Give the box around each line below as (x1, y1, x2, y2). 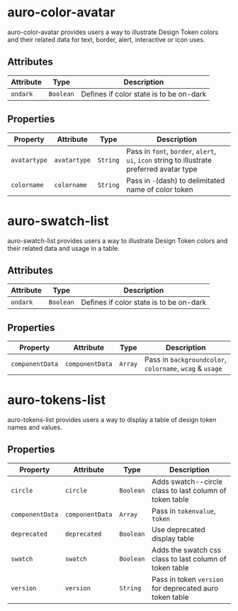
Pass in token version (152, 574, 224, 584)
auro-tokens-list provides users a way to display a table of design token (7, 416, 217, 424)
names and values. (7, 423, 62, 432)
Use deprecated (152, 524, 205, 534)
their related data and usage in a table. (7, 244, 120, 252)
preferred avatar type (126, 164, 198, 174)
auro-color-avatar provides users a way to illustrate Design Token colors (7, 28, 219, 36)
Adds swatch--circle (152, 477, 223, 487)
